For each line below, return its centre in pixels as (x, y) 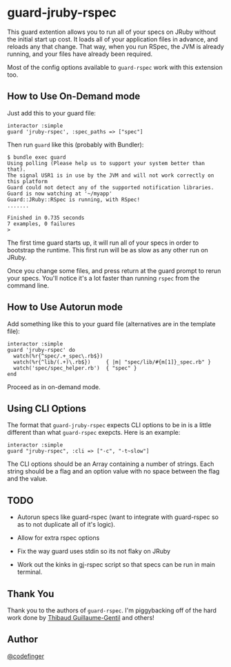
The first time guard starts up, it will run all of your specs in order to (103, 243)
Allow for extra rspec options (58, 538)
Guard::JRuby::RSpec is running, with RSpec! (73, 199)
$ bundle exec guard (37, 157)
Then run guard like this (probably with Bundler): (76, 144)
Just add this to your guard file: (52, 113)
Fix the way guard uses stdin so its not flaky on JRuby (94, 552)
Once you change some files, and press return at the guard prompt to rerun (114, 270)
